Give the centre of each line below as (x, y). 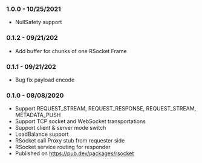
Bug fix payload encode (45, 80)
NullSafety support (38, 22)
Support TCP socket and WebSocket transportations (80, 121)
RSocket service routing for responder (63, 147)
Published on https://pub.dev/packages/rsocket (74, 153)
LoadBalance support (42, 134)
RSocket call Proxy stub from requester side (70, 141)
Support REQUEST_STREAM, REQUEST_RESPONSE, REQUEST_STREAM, (106, 109)
